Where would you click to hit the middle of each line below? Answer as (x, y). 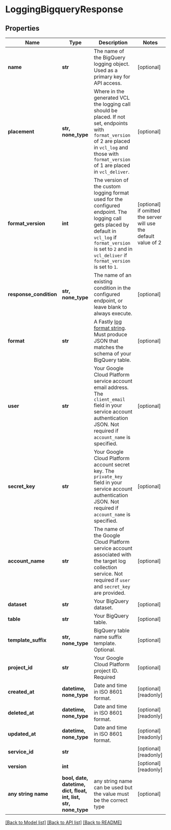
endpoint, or (108, 301)
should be (106, 111)
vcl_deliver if (110, 255)
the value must (111, 794)
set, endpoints (111, 123)
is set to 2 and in (113, 249)
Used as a (106, 70)
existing (103, 282)
